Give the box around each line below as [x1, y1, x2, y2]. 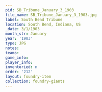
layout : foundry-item [5, 74, 52, 79]
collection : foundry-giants [5, 79, 65, 84]
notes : [5, 45, 19, 51]
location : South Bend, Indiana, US [5, 21, 81, 27]
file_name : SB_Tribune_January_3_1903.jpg [5, 12, 97, 17]
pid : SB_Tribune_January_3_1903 [5, 7, 74, 13]
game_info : [5, 55, 29, 60]
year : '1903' [5, 36, 33, 41]
